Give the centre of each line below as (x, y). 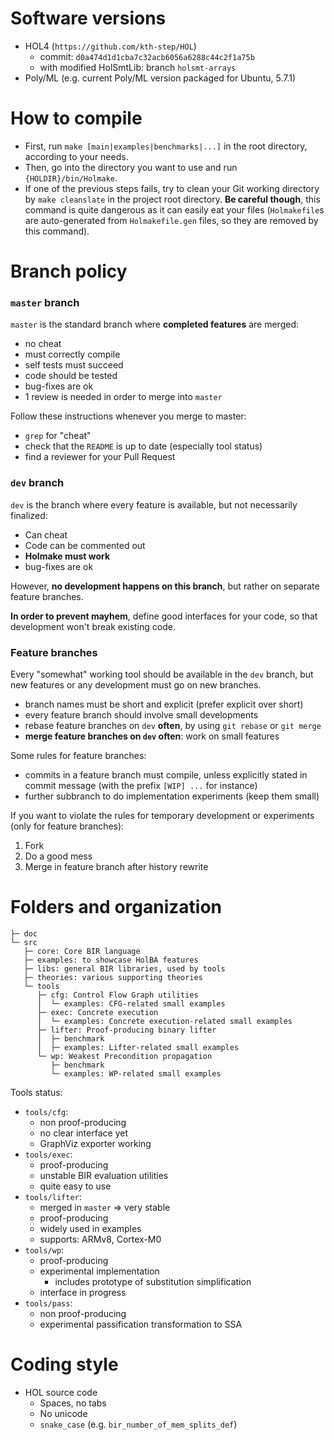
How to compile (76, 118)
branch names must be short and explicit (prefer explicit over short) (164, 704)
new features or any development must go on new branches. (136, 684)
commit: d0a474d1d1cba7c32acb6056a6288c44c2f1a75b (147, 56)
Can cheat (46, 534)
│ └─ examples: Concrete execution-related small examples (164, 1021)
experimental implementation (99, 1271)
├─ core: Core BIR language (82, 951)
